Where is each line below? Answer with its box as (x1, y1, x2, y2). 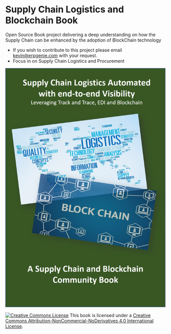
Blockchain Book (5, 14, 78, 26)
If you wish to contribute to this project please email (12, 47, 122, 53)
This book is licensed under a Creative (70, 312, 151, 318)
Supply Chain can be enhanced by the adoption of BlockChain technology (5, 37, 161, 43)
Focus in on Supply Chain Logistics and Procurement (12, 58, 125, 64)
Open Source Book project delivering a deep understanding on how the (5, 31, 156, 38)
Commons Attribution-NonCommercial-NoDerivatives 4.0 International (5, 318, 154, 324)
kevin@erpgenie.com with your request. (12, 52, 97, 59)
